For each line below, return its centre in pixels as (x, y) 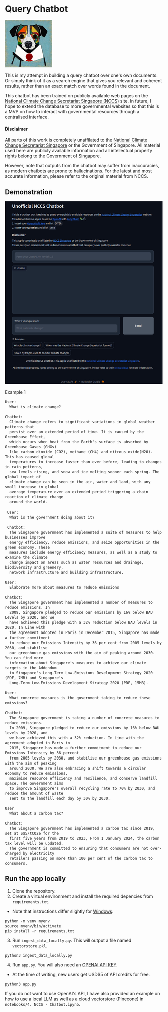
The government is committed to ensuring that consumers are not (79, 848)
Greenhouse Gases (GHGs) (31, 447)
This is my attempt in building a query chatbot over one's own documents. (82, 75)
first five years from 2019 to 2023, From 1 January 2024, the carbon (85, 838)
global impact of (23, 477)
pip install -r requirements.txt (40, 931)
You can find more (24, 658)
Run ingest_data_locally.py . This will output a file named (72, 940)
